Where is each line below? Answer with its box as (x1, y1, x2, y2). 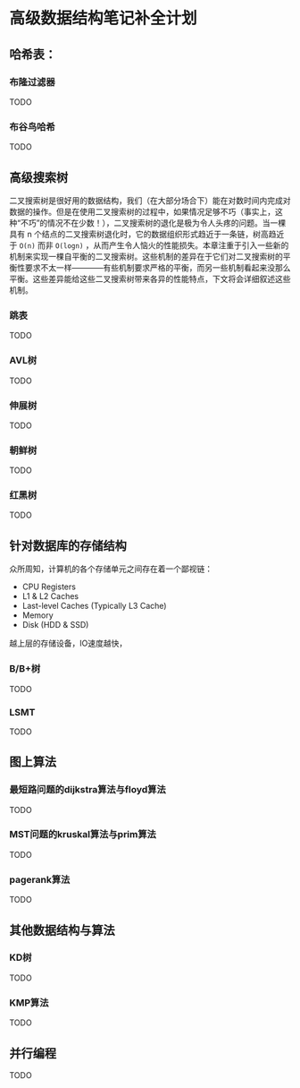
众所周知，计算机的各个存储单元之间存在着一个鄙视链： (9, 563, 212, 574)
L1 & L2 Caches (21, 591, 79, 602)
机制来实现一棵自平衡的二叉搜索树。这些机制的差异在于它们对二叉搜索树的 (9, 251, 283, 261)
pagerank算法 (9, 873, 71, 886)
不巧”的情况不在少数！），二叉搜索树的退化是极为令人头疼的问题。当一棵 (21, 217, 287, 228)
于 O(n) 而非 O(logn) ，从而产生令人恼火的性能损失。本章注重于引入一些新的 (9, 239, 289, 251)
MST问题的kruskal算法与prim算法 (9, 828, 156, 841)
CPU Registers (21, 581, 76, 592)
